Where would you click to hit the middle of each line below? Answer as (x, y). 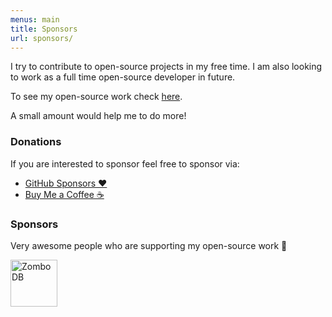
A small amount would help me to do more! (98, 116)
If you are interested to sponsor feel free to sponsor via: (125, 163)
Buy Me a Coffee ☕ (64, 194)
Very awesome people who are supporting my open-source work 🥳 (149, 245)
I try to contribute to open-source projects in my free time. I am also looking (166, 67)
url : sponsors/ (42, 38)
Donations (36, 142)
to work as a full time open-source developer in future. (123, 77)
